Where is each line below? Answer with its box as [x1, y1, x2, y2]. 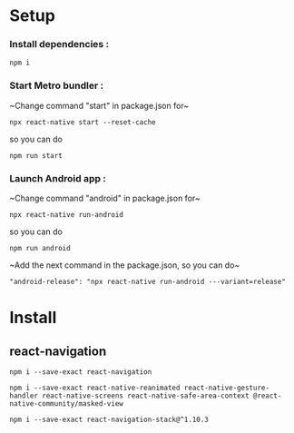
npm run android [9, 244, 71, 253]
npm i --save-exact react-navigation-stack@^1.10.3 [9, 415, 209, 425]
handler [9, 391, 39, 400]
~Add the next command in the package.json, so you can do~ [9, 260, 240, 271]
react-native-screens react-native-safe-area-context [42, 391, 250, 400]
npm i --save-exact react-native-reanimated [9, 383, 181, 393]
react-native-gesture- [183, 383, 270, 393]
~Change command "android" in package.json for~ [9, 192, 201, 204]
